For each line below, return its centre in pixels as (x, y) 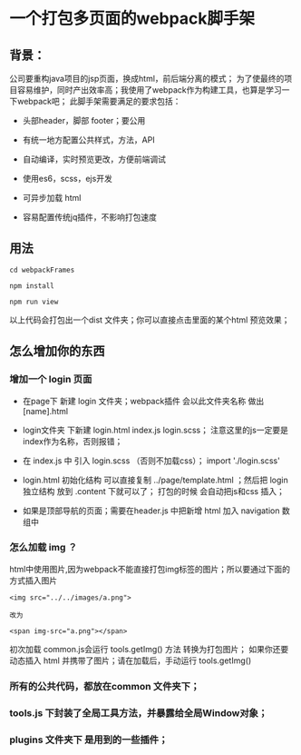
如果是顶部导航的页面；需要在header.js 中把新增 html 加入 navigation (151, 511)
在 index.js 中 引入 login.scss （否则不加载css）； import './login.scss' (151, 461)
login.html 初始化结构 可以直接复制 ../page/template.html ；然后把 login (155, 480)
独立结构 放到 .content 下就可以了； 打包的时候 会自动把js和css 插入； (154, 491)
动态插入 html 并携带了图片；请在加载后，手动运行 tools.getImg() (131, 661)
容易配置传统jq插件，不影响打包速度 (89, 217)
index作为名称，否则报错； (73, 441)
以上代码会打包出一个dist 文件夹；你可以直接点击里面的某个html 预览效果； (150, 320)
